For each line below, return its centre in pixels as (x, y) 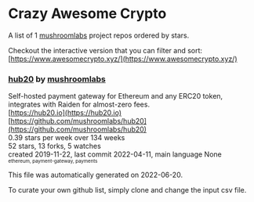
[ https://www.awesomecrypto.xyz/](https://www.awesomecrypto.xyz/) (123, 59)
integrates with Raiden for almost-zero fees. (79, 105)
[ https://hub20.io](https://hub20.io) (65, 113)
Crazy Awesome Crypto (87, 14)
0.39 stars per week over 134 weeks (67, 138)
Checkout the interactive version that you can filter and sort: (105, 50)
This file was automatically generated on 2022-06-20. (95, 175)
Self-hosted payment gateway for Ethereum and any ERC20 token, (116, 96)
